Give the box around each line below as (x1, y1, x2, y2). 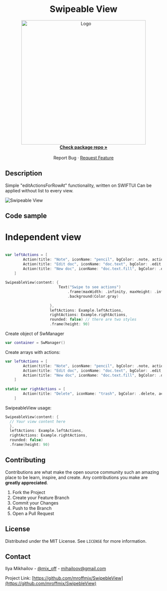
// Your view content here (9, 419, 66, 424)
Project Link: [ (5, 575, 34, 581)
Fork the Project (12, 489, 46, 495)
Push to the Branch (12, 505, 52, 511)
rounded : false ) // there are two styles (49, 317, 137, 322)
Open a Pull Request (12, 510, 55, 516)
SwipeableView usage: (5, 405, 52, 411)
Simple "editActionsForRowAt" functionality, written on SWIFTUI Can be (5, 182, 152, 188)
